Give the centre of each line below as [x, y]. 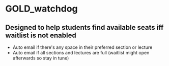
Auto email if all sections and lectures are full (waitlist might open [81, 53]
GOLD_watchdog [41, 9]
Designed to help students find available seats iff [84, 27]
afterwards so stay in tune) [41, 58]
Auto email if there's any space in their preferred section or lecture [82, 47]
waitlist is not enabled [41, 35]
